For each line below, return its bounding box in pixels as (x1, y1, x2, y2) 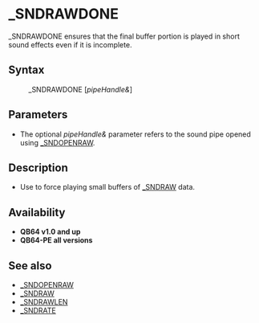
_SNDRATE (19, 306, 56, 315)
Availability (8, 206, 66, 219)
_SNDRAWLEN (19, 297, 68, 306)
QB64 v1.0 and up (19, 227, 81, 237)
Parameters (8, 108, 68, 121)
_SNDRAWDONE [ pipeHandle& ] (28, 84, 133, 94)
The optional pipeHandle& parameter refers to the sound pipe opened (19, 129, 251, 139)
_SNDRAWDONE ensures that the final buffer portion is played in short (8, 31, 241, 41)
